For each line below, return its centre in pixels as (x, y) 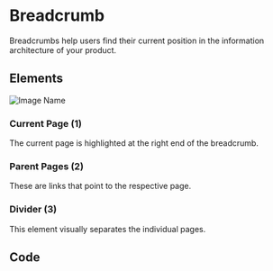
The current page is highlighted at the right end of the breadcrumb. (134, 143)
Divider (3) (33, 210)
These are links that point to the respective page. (100, 186)
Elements (36, 79)
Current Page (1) (46, 123)
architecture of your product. (63, 50)
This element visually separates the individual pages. (108, 229)
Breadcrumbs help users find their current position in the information (137, 41)
